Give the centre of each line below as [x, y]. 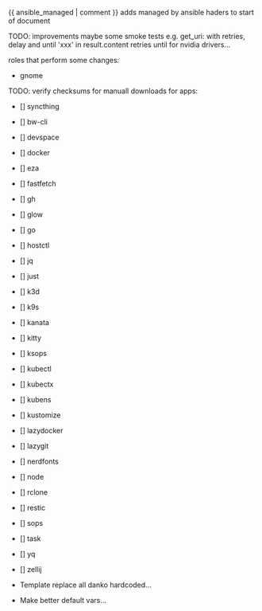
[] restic [33, 507]
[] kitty [31, 338]
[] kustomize [40, 415]
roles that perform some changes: [64, 60]
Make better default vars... [63, 600]
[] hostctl [35, 245]
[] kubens [35, 399]
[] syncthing [39, 106]
